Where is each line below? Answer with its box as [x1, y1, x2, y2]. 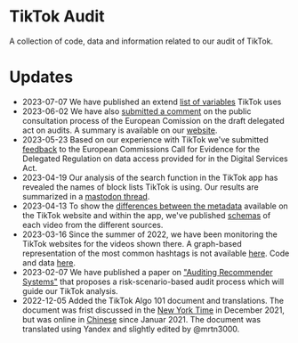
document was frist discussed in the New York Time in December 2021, [21, 305, 285, 315]
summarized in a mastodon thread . [21, 191, 150, 201]
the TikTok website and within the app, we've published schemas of [21, 209, 271, 220]
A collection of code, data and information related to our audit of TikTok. [9, 36, 274, 46]
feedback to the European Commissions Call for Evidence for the [21, 143, 261, 154]
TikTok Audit [9, 6, 105, 27]
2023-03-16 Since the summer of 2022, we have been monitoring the [21, 229, 278, 240]
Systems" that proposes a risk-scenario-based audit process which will [21, 276, 285, 287]
